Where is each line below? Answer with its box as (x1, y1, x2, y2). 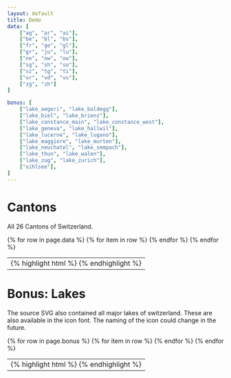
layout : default (7, 10, 54, 17)
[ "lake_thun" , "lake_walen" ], (19, 151, 107, 158)
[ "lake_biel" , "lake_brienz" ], (19, 112, 109, 119)
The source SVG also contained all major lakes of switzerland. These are (7, 308, 213, 317)
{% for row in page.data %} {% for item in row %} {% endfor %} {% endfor (7, 235, 219, 244)
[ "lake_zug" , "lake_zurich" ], (19, 157, 107, 164)
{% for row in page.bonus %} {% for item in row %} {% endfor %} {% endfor (7, 337, 224, 345)
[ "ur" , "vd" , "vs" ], (19, 74, 78, 81)
